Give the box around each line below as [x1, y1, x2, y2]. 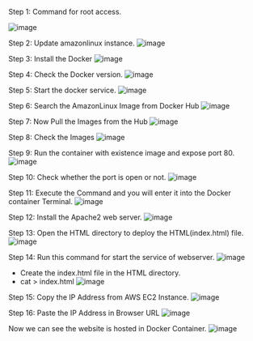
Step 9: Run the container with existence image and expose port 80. [8, 148, 235, 157]
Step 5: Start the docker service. [8, 85, 117, 95]
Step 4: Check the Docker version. [8, 70, 124, 79]
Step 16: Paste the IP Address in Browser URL [8, 308, 160, 318]
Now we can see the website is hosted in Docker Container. [8, 324, 207, 333]
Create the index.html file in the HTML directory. [19, 268, 181, 278]
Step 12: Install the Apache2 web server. [8, 212, 143, 222]
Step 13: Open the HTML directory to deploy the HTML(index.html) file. [8, 228, 244, 237]
